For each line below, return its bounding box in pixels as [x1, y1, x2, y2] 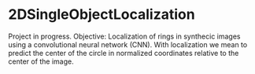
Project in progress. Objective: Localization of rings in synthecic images [8, 31, 241, 41]
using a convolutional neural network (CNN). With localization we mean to [8, 39, 248, 49]
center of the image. [8, 57, 75, 66]
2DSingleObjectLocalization [8, 6, 195, 24]
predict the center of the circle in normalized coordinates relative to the [8, 48, 239, 57]
